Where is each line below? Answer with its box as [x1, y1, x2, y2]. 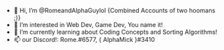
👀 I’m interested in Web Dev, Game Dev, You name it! [13, 21, 164, 28]
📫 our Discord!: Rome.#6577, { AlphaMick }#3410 [13, 36, 155, 43]
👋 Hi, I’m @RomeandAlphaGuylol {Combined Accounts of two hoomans [13, 7, 216, 14]
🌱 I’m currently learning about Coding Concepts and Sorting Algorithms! [13, 28, 218, 36]
